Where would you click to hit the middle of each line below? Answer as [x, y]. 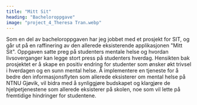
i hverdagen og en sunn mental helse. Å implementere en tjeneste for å [92, 71]
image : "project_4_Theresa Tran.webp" [54, 22]
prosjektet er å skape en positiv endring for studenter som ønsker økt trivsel [99, 64]
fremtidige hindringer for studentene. [51, 96]
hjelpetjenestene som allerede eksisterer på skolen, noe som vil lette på [93, 90]
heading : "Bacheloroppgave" [41, 17]
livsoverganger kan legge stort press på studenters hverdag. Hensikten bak [98, 58]
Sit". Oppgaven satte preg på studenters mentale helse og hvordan [87, 52]
